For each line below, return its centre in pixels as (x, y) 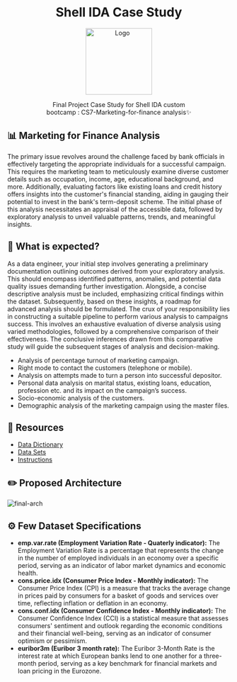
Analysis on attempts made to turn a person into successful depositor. (120, 375)
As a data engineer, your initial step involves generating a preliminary (108, 264)
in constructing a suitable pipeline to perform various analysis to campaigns (118, 316)
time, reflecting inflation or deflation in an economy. (93, 603)
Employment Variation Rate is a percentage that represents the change (121, 550)
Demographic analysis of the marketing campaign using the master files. (123, 406)
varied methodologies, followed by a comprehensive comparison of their (113, 331)
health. (28, 573)
